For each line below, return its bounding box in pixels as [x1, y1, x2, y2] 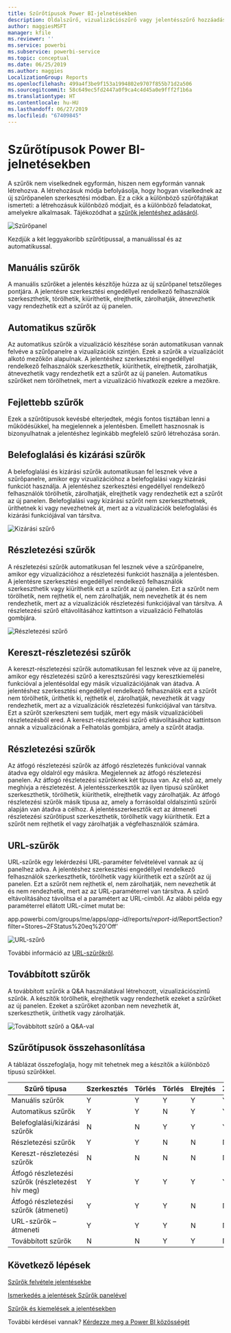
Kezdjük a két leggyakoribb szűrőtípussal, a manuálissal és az [8, 235, 182, 243]
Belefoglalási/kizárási [11, 1117, 80, 1127]
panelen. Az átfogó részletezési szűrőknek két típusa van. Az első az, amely [8, 776, 222, 785]
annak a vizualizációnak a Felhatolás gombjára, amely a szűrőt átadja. [8, 723, 205, 732]
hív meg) [11, 1185, 40, 1195]
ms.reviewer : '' [8, 36, 54, 43]
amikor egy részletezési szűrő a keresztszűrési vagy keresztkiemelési [8, 672, 205, 680]
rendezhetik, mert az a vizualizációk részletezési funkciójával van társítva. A [8, 599, 223, 607]
